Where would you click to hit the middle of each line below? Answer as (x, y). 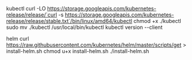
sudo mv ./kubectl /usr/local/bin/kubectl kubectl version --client (84, 27)
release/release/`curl (32, 15)
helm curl (18, 39)
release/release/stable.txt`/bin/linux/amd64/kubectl (69, 21)
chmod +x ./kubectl (157, 21)
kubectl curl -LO (26, 9)
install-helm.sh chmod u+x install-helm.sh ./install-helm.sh (78, 51)
